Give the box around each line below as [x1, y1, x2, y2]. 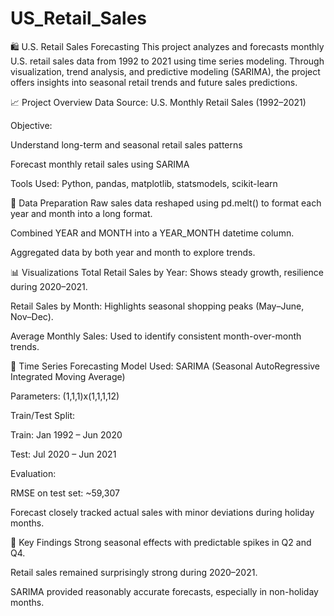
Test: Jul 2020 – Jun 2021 [10, 448, 117, 460]
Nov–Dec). [10, 310, 54, 322]
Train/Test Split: [10, 409, 76, 421]
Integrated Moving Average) [10, 370, 126, 382]
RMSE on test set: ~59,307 [10, 487, 120, 499]
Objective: [10, 119, 53, 131]
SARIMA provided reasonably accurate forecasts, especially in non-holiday [10, 585, 319, 597]
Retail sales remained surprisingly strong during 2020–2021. [10, 566, 258, 578]
